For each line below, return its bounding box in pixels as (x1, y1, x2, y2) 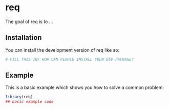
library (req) (5, 94, 33, 100)
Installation (5, 33, 42, 42)
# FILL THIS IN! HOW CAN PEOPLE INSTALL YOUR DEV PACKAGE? (5, 57, 134, 62)
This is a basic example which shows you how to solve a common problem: (5, 84, 164, 91)
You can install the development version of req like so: (5, 47, 119, 53)
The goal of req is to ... (5, 18, 53, 25)
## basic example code (5, 99, 54, 104)
